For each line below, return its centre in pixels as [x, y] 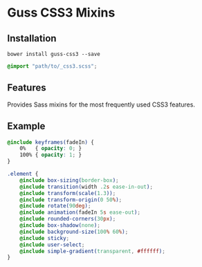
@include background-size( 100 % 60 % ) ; [74, 232]
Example [26, 126]
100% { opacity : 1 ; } [50, 155]
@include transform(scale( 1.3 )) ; [68, 193]
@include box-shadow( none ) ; [60, 225]
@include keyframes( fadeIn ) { [51, 142]
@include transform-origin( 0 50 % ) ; [71, 200]
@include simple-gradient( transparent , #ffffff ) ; [93, 251]
